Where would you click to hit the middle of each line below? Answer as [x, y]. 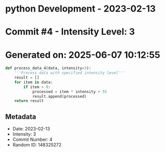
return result [29, 101]
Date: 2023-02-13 [31, 129]
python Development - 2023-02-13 [80, 9]
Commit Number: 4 [32, 139]
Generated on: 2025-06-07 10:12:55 [83, 55]
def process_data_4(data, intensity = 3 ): [48, 68]
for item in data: [34, 82]
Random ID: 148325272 [37, 145]
